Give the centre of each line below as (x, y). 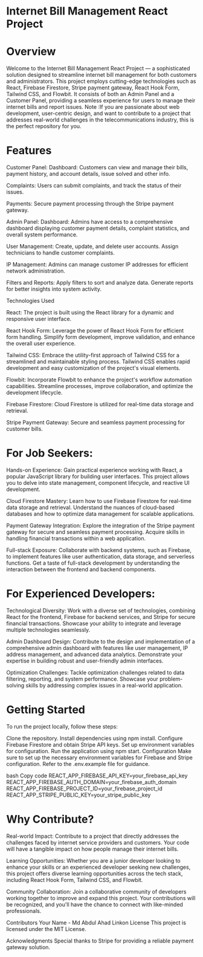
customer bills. (25, 429)
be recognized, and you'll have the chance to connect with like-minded (95, 904)
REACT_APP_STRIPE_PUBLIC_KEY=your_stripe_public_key (79, 795)
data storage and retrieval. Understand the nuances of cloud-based (90, 507)
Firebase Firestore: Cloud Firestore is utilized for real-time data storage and (100, 404)
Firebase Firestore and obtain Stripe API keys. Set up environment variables (100, 744)
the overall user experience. (41, 343)
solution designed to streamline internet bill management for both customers (101, 75)
